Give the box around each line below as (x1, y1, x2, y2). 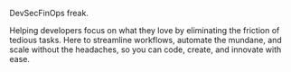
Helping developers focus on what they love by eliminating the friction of (9, 25, 280, 35)
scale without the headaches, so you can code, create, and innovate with (9, 44, 282, 55)
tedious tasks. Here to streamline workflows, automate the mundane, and (9, 35, 282, 45)
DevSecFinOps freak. (9, 8, 89, 18)
